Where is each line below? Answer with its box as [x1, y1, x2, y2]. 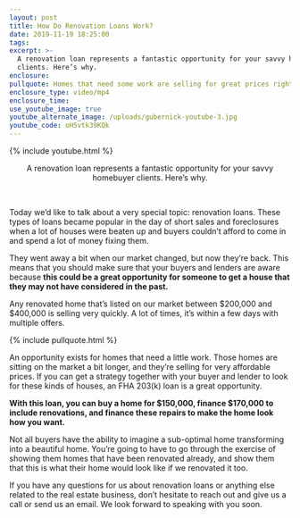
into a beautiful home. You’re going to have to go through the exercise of [9, 444, 277, 454]
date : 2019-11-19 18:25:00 [9, 29, 110, 38]
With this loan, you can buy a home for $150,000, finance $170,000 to [9, 398, 274, 408]
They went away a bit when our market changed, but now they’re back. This [9, 253, 289, 263]
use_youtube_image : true [9, 104, 102, 113]
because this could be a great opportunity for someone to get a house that [9, 272, 290, 282]
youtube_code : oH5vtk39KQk [9, 121, 110, 130]
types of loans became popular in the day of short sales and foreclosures [9, 216, 279, 227]
